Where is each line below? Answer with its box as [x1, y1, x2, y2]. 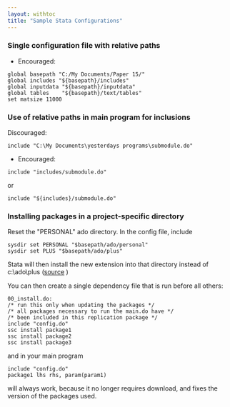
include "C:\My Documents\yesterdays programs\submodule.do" [7, 142, 194, 150]
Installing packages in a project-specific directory [7, 211, 184, 221]
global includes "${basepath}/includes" [7, 76, 130, 84]
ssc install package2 [7, 333, 72, 340]
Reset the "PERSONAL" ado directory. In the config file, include [7, 228, 193, 236]
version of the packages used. [7, 392, 97, 401]
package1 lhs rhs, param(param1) [7, 372, 107, 379]
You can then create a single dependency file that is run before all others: [7, 281, 224, 290]
